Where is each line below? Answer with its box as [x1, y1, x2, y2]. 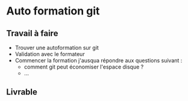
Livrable [6, 87, 38, 97]
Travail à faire [6, 28, 58, 38]
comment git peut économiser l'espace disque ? [23, 63, 144, 70]
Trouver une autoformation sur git [14, 44, 99, 51]
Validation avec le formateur [14, 50, 86, 58]
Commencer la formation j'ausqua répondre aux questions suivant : [14, 57, 183, 64]
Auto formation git [6, 4, 100, 18]
